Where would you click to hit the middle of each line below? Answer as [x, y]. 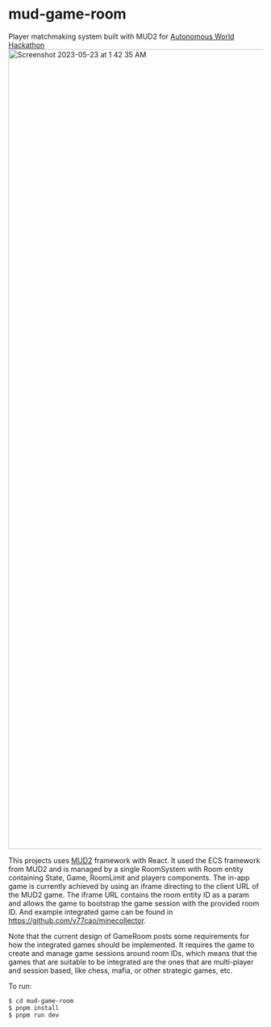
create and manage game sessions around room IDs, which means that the [133, 953]
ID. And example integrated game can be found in [91, 912]
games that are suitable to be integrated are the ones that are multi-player [131, 962]
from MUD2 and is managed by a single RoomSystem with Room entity [126, 869]
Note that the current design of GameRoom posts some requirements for [129, 936]
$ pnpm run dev [34, 1015]
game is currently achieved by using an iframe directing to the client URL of [134, 886]
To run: [20, 986]
